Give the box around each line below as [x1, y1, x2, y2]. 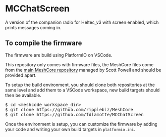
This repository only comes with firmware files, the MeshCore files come [5, 61, 154, 67]
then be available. [5, 92, 42, 98]
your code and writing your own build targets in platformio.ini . [5, 126, 135, 132]
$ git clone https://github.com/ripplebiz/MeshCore [5, 107, 134, 112]
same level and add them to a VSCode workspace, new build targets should [5, 87, 160, 93]
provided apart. [5, 72, 37, 78]
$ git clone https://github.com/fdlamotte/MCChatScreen [5, 112, 144, 117]
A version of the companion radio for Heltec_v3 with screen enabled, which [5, 19, 159, 25]
